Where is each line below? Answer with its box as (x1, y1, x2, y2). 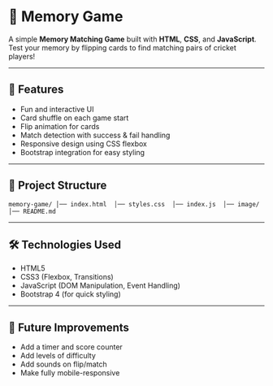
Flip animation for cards (19, 121, 100, 131)
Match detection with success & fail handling (19, 130, 171, 140)
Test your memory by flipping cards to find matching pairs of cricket (8, 42, 237, 52)
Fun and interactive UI (19, 104, 94, 114)
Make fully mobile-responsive (19, 368, 120, 378)
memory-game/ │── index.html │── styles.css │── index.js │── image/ (8, 200, 260, 208)
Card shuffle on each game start (19, 113, 129, 123)
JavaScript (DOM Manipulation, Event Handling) (19, 280, 181, 291)
